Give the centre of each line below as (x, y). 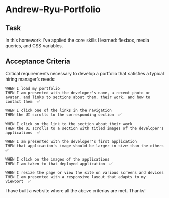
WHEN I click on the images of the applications (57, 159)
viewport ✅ (18, 181)
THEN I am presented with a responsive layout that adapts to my (75, 177)
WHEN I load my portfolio (32, 88)
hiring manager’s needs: (30, 79)
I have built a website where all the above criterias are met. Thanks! (75, 190)
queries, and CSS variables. (34, 46)
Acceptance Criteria (38, 62)
